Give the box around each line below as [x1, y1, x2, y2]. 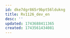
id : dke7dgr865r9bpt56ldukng [5, 7, 66, 12]
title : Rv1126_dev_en [5, 12, 50, 17]
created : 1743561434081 [5, 26, 55, 31]
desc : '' [5, 16, 23, 21]
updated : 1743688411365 [5, 21, 55, 26]
